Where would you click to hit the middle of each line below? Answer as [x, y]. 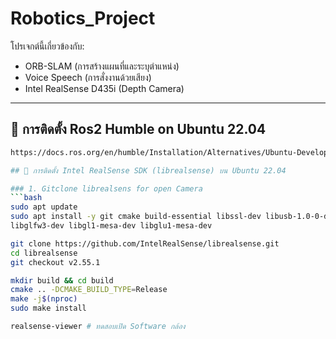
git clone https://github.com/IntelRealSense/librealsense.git [145, 243]
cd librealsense [44, 253]
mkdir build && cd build [62, 280]
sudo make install [48, 308]
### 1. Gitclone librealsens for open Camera [106, 188]
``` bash [26, 198]
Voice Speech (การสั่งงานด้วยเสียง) [88, 77]
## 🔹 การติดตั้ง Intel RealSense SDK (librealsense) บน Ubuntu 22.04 [148, 170]
